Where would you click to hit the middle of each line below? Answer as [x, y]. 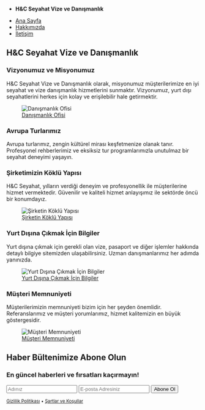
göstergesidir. [24, 320]
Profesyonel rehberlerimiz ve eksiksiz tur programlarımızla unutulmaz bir [98, 150]
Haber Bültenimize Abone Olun [66, 358]
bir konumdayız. [27, 199]
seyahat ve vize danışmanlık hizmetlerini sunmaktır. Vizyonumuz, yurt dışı [99, 90]
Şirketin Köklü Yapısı [47, 218]
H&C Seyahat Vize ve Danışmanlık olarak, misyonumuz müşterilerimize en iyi [103, 83]
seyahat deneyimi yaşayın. [40, 157]
